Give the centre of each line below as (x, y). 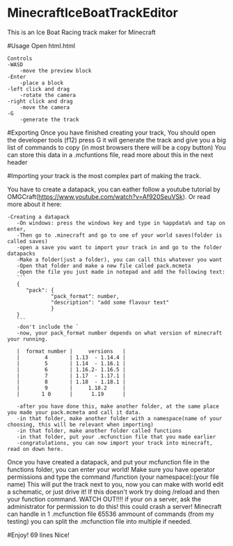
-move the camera (45, 107)
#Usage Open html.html (41, 45)
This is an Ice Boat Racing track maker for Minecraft (82, 32)
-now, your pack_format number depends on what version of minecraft (119, 333)
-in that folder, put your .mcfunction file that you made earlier (116, 437)
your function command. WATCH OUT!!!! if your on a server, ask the (104, 499)
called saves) (28, 241)
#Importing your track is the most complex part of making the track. (104, 175)
